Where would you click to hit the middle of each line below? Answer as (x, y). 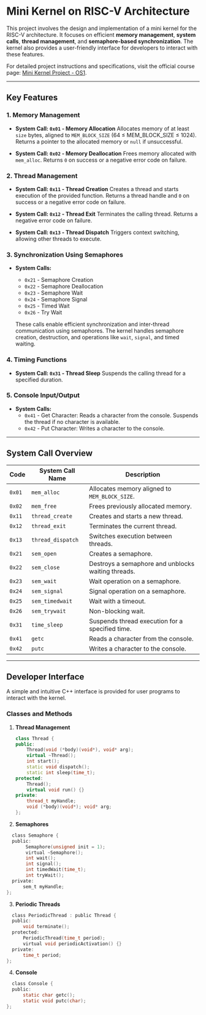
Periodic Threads (38, 904)
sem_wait (44, 581)
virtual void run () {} (55, 790)
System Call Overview (50, 454)
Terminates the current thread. (133, 526)
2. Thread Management (42, 176)
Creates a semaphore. (120, 554)
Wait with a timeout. (117, 601)
